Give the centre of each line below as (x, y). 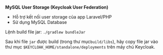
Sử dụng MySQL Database (40, 22)
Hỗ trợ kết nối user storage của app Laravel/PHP (62, 17)
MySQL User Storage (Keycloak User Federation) (57, 7)
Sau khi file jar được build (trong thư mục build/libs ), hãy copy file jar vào (82, 41)
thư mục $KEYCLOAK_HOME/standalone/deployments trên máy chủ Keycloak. (80, 47)
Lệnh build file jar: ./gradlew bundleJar (45, 32)
